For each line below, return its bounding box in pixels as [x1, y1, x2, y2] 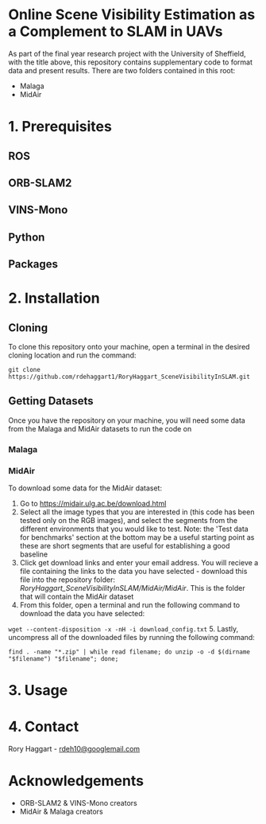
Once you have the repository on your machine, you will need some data [8, 416, 246, 425]
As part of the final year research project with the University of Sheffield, [8, 49, 246, 58]
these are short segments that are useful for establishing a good [19, 541, 230, 551]
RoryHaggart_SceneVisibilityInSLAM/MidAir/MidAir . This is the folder [19, 584, 245, 593]
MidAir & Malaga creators [19, 806, 103, 817]
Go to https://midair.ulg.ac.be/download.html [19, 499, 167, 509]
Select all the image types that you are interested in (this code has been [19, 507, 255, 517]
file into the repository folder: [19, 575, 115, 584]
